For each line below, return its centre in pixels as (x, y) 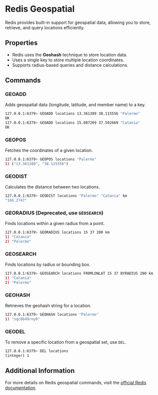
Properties (21, 43)
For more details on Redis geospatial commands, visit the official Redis (76, 382)
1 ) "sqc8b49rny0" (23, 319)
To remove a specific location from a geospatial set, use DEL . (66, 342)
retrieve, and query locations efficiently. (45, 27)
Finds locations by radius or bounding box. (48, 264)
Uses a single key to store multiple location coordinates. (68, 60)
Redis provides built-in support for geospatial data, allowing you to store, (78, 22)
